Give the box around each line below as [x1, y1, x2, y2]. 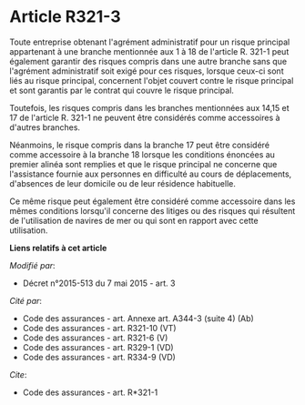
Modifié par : [9, 259, 56, 270]
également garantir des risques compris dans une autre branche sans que [9, 56, 288, 66]
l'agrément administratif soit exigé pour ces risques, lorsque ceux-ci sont [9, 66, 284, 76]
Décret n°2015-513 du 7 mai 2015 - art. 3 [22, 278, 176, 289]
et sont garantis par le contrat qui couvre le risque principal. [9, 85, 235, 96]
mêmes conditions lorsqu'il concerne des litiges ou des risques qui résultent [9, 205, 296, 216]
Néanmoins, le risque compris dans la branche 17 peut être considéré [9, 139, 270, 150]
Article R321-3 [9, 6, 121, 27]
